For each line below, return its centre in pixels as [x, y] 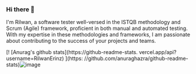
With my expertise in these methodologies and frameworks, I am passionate [98, 35]
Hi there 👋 [21, 9]
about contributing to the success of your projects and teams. [81, 41]
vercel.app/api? [158, 52]
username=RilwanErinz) [35, 59]
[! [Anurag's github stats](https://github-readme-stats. [72, 52]
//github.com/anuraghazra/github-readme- [136, 59]
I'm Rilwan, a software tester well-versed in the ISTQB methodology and [93, 22]
